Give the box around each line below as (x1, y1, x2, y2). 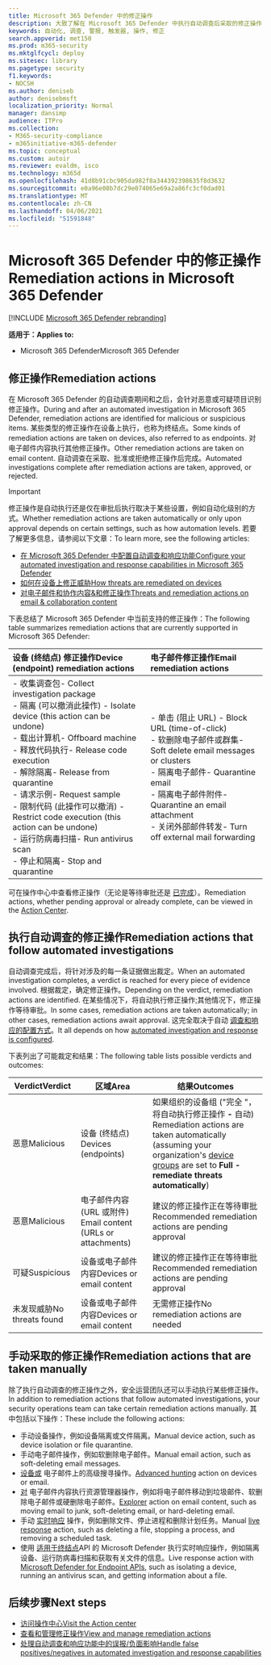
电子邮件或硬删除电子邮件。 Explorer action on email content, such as (27, 1496, 256, 1506)
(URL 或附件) (80, 1206, 130, 1217)
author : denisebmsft (8, 94, 78, 102)
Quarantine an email (150, 800, 227, 810)
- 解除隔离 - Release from (12, 767, 110, 777)
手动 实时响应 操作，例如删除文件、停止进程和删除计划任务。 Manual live (19, 1515, 261, 1525)
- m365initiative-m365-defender (8, 139, 117, 148)
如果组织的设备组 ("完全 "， (152, 1096, 256, 1107)
